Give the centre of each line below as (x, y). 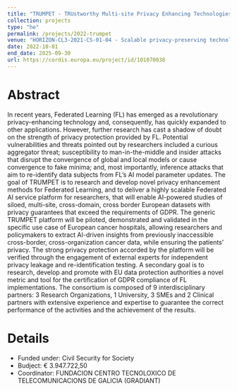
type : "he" (23, 27)
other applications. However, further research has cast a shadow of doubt (115, 129)
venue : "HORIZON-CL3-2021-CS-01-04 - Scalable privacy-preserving (107, 40)
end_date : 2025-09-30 (39, 54)
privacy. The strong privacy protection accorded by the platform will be (111, 250)
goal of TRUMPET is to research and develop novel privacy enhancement (114, 182)
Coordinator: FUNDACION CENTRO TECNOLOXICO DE (97, 373)
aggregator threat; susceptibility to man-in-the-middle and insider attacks (115, 152)
